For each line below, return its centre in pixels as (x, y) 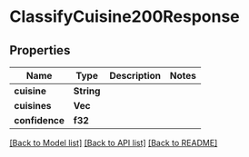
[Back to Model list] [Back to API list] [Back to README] (114, 143)
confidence (40, 120)
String (87, 91)
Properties (40, 50)
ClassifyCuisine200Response (125, 17)
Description (135, 76)
